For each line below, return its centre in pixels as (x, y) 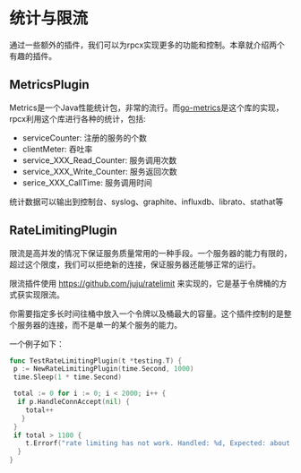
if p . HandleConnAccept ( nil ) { (73, 402)
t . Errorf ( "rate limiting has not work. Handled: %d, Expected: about (158, 443)
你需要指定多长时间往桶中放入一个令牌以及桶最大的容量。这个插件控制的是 (146, 314)
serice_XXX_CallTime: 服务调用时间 (87, 182)
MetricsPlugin (49, 85)
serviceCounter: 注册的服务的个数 (85, 138)
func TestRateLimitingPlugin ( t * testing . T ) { (95, 361)
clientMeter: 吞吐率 (57, 149)
